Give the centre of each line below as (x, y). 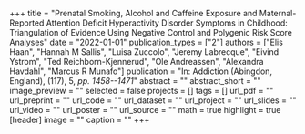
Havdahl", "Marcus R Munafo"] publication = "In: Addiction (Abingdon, (141, 71)
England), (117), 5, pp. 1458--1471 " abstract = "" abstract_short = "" (135, 81)
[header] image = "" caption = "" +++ (80, 119)
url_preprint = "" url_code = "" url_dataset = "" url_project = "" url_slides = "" (153, 100)
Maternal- (278, 13)
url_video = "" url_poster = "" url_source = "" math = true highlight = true (145, 110)
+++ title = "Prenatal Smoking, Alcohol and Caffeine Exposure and (133, 13)
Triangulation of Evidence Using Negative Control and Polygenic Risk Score (151, 32)
